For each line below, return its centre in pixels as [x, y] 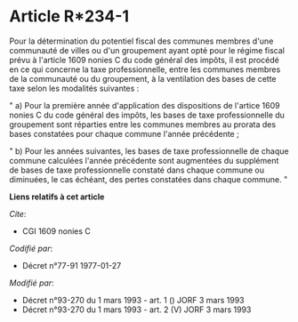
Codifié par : [31, 248]
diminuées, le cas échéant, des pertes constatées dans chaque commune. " [149, 179]
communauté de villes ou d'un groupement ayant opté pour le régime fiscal [147, 50]
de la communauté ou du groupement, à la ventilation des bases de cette [143, 78]
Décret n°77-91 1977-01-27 [72, 265]
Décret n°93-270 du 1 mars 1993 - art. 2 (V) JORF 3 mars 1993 [137, 310]
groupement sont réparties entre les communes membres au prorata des [143, 124]
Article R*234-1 [69, 16]
